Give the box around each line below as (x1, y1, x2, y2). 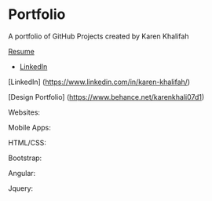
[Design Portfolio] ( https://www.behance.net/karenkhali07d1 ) (8, 92, 205, 101)
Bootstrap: (8, 153, 42, 163)
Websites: (8, 108, 41, 117)
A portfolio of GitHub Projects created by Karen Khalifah (8, 31, 189, 41)
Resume (8, 46, 35, 56)
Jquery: (8, 183, 34, 193)
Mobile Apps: (8, 122, 51, 132)
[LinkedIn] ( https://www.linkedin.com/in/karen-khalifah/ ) (8, 77, 191, 86)
